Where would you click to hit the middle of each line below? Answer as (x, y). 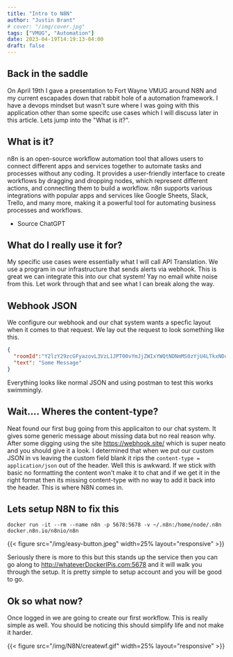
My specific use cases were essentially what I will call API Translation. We (113, 262)
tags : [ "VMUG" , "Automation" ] (51, 33)
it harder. (20, 633)
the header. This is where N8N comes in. (65, 487)
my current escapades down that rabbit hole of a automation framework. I (113, 98)
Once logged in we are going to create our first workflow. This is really (107, 618)
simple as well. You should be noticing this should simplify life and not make (115, 625)
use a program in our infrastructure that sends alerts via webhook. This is (112, 269)
